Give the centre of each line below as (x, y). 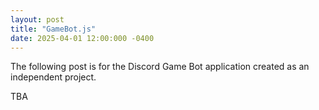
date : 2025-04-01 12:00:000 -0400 (82, 38)
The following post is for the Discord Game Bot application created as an (160, 67)
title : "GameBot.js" (53, 29)
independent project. (53, 77)
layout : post (37, 19)
